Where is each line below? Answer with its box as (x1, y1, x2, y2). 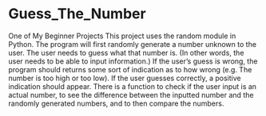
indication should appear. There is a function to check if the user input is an (8, 81, 257, 91)
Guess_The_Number (8, 5, 146, 23)
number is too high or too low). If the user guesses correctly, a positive (8, 73, 241, 83)
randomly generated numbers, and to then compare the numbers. (8, 99, 224, 108)
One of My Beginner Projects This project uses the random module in (8, 31, 236, 41)
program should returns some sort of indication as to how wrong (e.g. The (8, 64, 252, 74)
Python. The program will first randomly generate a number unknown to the (8, 39, 257, 48)
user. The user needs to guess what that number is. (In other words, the (8, 48, 244, 57)
